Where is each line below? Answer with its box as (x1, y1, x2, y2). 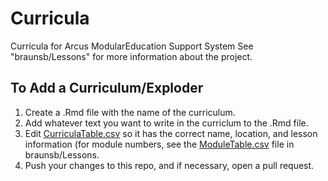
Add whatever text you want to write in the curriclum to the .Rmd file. (24, 117, 309, 129)
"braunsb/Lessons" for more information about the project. (10, 50, 253, 62)
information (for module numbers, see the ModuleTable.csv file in (24, 138, 295, 150)
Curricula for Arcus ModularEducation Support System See (10, 40, 254, 52)
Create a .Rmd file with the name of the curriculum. (24, 106, 236, 118)
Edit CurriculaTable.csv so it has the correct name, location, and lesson (24, 127, 318, 139)
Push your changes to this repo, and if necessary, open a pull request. (24, 159, 315, 171)
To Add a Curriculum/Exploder (10, 80, 204, 97)
